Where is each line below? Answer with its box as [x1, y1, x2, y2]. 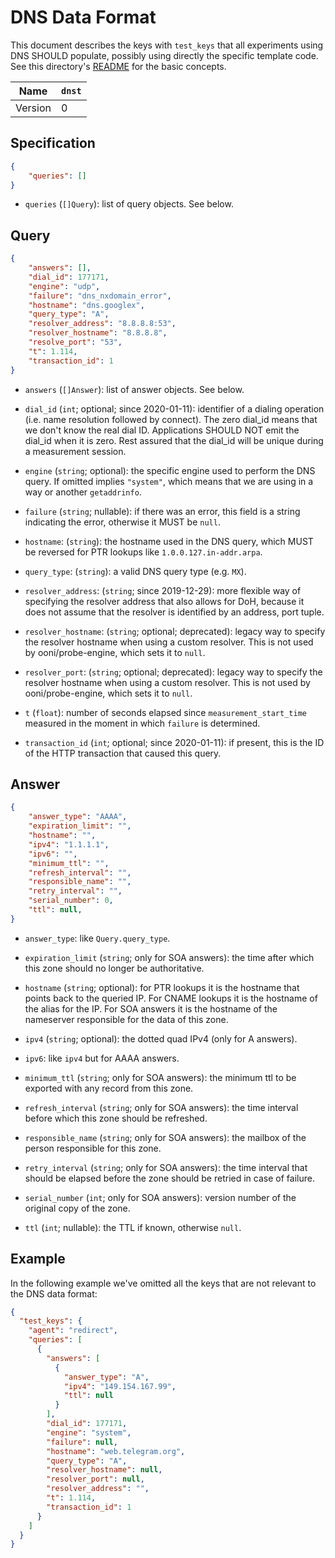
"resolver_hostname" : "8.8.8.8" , [28, 328, 168, 338]
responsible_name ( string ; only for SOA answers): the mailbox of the [24, 1131, 307, 1143]
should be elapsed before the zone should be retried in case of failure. [24, 1172, 315, 1184]
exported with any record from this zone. [24, 1082, 194, 1094]
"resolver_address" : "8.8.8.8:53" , [28, 319, 177, 329]
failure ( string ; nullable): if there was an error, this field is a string [24, 505, 301, 517]
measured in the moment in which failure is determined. [24, 717, 261, 729]
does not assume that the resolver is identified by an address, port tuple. [24, 606, 325, 618]
